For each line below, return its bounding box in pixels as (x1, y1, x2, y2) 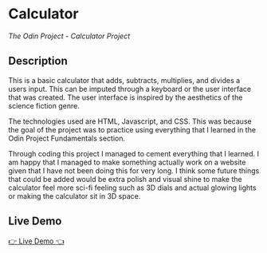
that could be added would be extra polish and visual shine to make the (8, 174, 242, 184)
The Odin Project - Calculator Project (8, 31, 130, 41)
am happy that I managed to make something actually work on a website (8, 157, 246, 167)
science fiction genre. (8, 101, 80, 110)
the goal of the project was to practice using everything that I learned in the (8, 125, 257, 134)
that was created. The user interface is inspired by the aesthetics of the (8, 93, 243, 102)
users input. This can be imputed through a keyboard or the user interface (8, 84, 252, 93)
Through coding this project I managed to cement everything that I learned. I (8, 148, 259, 158)
